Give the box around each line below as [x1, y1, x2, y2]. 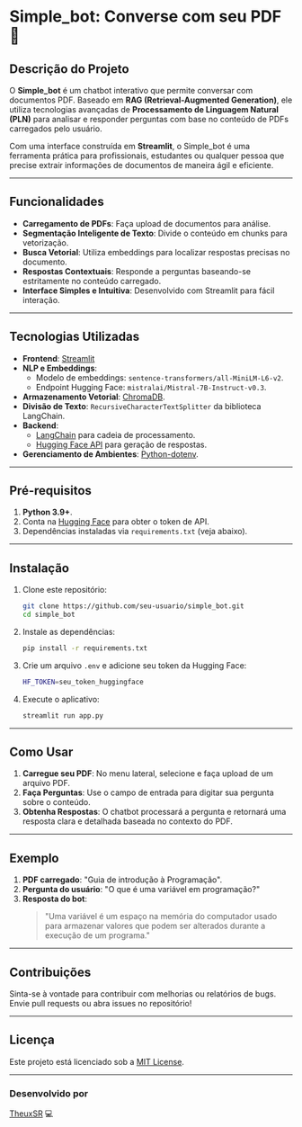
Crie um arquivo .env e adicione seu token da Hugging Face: [22, 659, 247, 671]
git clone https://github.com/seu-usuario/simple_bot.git [22, 602, 244, 611]
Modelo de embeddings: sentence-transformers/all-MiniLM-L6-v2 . [35, 371, 284, 383]
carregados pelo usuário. [9, 123, 102, 134]
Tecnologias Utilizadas [9, 329, 140, 344]
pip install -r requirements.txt [22, 644, 148, 653]
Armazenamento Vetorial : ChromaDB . [22, 391, 165, 402]
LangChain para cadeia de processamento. [35, 429, 196, 440]
